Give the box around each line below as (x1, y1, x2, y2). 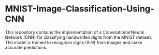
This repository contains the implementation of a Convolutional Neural (5, 29, 145, 35)
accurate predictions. (5, 44, 47, 50)
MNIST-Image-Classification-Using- (5, 3, 155, 14)
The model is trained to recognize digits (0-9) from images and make (5, 39, 143, 45)
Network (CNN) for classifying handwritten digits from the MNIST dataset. (5, 34, 152, 40)
